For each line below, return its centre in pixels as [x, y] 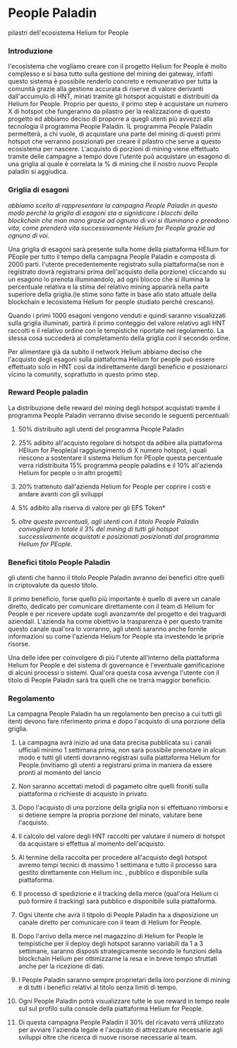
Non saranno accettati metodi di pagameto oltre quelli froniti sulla [113, 786]
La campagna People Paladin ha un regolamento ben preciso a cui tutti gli [115, 714]
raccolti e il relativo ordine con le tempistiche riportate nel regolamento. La [116, 330]
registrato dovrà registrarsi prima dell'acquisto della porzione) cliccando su [117, 272]
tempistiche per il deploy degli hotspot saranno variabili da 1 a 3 [111, 944]
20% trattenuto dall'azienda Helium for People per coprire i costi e [114, 487]
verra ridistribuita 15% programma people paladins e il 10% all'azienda [120, 465]
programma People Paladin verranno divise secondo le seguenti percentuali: [119, 415]
